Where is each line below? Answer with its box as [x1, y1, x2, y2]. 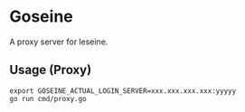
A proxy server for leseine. [9, 36, 108, 47]
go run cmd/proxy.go [9, 94, 88, 103]
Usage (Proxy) [9, 62, 92, 78]
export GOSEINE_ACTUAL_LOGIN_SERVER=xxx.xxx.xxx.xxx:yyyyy [9, 86, 237, 96]
